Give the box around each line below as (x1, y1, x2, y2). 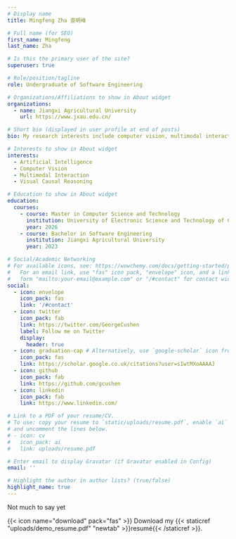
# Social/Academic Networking (7, 256, 96, 263)
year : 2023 (25, 243, 58, 251)
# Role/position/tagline (7, 75, 80, 82)
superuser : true (7, 62, 55, 69)
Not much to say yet (7, 502, 66, 511)
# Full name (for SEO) (7, 30, 74, 37)
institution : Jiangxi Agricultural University (25, 236, 165, 243)
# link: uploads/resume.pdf (7, 445, 96, 452)
